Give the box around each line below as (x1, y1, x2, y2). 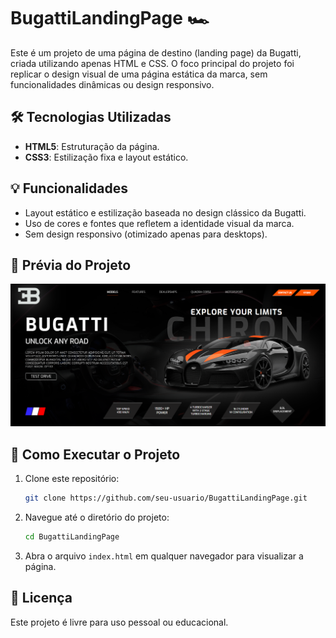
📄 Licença (10, 590, 73, 607)
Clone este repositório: (24, 473, 120, 485)
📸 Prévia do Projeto (10, 256, 132, 274)
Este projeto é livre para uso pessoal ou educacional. (10, 616, 229, 628)
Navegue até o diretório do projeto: (24, 511, 170, 523)
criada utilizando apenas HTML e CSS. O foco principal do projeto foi (10, 57, 295, 69)
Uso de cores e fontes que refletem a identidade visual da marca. (24, 217, 295, 229)
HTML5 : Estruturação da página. (24, 140, 160, 152)
